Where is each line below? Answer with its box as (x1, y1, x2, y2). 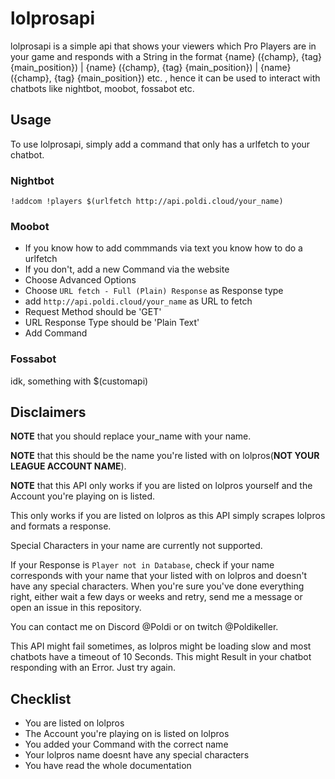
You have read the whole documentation (24, 760, 192, 772)
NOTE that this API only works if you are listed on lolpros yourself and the (10, 480, 313, 492)
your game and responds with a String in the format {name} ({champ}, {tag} (10, 50, 323, 62)
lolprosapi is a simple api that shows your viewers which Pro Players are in (10, 40, 317, 52)
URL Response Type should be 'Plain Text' (24, 317, 200, 329)
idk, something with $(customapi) (10, 375, 149, 387)
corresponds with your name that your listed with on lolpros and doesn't (10, 570, 308, 582)
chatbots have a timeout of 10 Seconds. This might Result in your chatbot (10, 651, 312, 663)
